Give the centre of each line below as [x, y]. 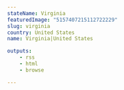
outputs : [20, 51]
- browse [32, 70]
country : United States [41, 32]
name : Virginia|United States [50, 39]
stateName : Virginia [37, 13]
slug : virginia [29, 26]
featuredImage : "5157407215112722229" [62, 20]
